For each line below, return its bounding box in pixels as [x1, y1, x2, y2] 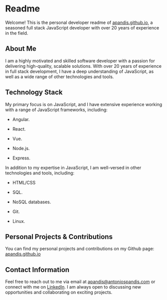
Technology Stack [5, 88, 63, 97]
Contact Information [5, 265, 70, 274]
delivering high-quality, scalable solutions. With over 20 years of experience [5, 63, 162, 69]
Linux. [12, 218, 25, 224]
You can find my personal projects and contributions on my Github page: [5, 246, 155, 252]
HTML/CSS [12, 179, 36, 185]
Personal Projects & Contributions [5, 232, 113, 241]
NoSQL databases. [12, 199, 51, 205]
